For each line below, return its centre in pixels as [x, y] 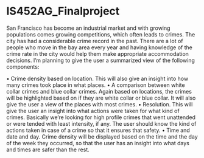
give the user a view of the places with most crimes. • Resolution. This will [100, 104]
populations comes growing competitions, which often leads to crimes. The [101, 34]
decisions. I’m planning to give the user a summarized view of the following [100, 60]
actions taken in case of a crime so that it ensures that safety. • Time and [98, 130]
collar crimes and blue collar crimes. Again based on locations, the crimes [99, 91]
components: [23, 67]
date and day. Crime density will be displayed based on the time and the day [102, 136]
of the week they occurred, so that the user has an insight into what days [98, 143]
